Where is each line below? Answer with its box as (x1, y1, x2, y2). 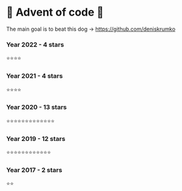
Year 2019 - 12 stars (6, 134, 66, 143)
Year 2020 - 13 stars (6, 103, 67, 111)
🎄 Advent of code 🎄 (6, 5, 104, 19)
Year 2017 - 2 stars (6, 166, 63, 174)
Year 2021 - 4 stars (6, 72, 63, 80)
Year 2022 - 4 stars (6, 40, 64, 49)
